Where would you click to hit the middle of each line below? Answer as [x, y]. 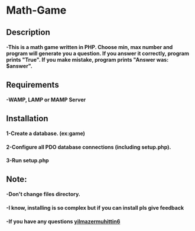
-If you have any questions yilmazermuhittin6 [63, 221]
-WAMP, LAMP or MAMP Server [46, 100]
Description [28, 32]
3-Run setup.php [27, 161]
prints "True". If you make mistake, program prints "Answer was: [87, 60]
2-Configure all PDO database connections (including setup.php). [89, 147]
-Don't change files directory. [43, 194]
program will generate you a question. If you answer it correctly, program [97, 53]
